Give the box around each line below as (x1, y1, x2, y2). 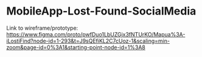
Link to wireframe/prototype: (6, 24, 78, 32)
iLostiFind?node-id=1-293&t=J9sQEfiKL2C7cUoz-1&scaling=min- (6, 37, 170, 44)
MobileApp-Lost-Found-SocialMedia (6, 4, 197, 18)
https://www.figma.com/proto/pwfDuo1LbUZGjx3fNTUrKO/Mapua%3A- (6, 30, 186, 38)
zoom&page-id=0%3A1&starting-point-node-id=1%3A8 (6, 44, 146, 51)
